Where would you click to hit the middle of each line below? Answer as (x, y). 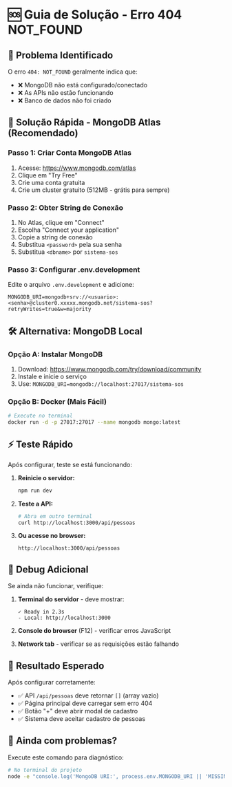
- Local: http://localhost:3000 (64, 618)
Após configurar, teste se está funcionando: (70, 464)
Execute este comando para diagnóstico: (66, 757)
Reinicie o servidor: (46, 477)
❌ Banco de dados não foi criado (64, 100)
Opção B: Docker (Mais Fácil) (57, 401)
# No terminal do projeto (45, 770)
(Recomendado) (43, 133)
